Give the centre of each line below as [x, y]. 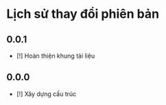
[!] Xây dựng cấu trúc [46, 94]
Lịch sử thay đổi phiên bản [83, 14]
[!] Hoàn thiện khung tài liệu [56, 56]
